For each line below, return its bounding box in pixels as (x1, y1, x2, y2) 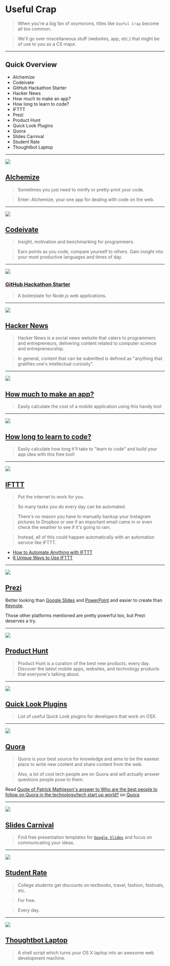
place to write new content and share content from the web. (17, 761, 143, 768)
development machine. (17, 955, 66, 961)
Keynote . (5, 603, 24, 609)
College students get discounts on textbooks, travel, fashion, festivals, (17, 882, 164, 888)
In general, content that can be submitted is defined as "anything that (17, 355, 163, 361)
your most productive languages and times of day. (17, 254, 123, 260)
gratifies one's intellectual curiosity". (17, 361, 94, 367)
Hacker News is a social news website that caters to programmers (17, 335, 156, 341)
